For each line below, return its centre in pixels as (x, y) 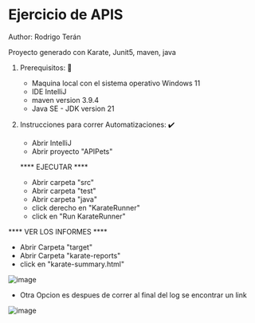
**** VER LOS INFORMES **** (58, 231)
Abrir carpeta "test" (64, 191)
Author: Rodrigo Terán (45, 37)
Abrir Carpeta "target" (56, 247)
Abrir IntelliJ (51, 143)
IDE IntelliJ (49, 91)
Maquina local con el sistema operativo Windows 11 (116, 83)
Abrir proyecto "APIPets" (72, 151)
